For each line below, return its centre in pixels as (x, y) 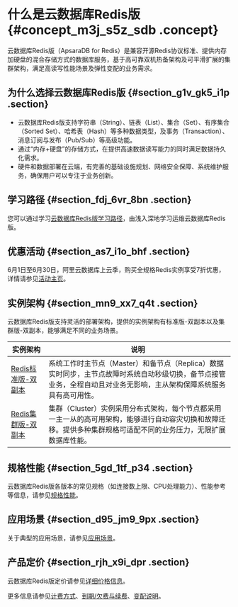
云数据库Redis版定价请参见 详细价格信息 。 (68, 581)
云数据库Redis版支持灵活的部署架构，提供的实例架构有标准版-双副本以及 (113, 322)
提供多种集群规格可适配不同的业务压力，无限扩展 (144, 430)
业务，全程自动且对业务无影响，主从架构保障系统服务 (137, 385)
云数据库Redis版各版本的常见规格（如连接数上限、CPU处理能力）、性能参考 (117, 486)
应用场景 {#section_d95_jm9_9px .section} (103, 520)
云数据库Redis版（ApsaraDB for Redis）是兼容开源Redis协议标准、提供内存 (117, 50)
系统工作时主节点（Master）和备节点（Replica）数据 (136, 363)
